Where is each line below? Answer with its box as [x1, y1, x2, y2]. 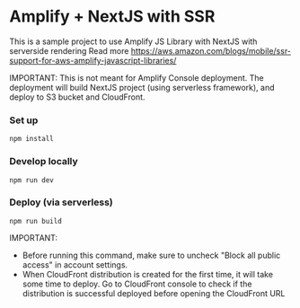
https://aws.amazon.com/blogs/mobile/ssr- [130, 45, 292, 56]
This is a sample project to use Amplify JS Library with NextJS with [9, 36, 258, 47]
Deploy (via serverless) [9, 196, 114, 208]
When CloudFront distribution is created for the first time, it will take [22, 268, 274, 279]
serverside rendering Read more [9, 45, 129, 56]
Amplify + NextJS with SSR [9, 6, 216, 27]
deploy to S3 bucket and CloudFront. [9, 92, 146, 102]
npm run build [9, 216, 63, 225]
